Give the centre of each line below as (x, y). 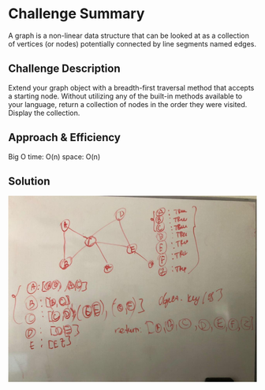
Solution (29, 181)
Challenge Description (64, 69)
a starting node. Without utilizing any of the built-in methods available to (125, 96)
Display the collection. (44, 113)
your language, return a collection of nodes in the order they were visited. (128, 104)
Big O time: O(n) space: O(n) (54, 156)
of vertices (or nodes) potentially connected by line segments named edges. (132, 43)
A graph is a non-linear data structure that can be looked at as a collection (129, 35)
